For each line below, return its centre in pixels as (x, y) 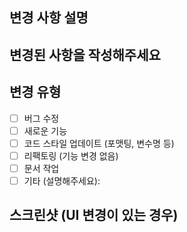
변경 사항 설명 (49, 18)
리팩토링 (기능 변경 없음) (71, 155)
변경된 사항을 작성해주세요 (85, 54)
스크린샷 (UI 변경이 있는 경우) (94, 215)
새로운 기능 (45, 130)
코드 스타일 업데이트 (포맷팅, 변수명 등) (99, 143)
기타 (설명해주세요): (62, 180)
